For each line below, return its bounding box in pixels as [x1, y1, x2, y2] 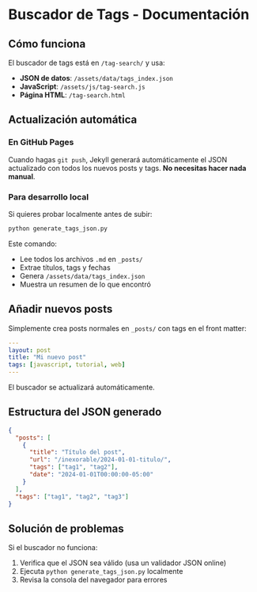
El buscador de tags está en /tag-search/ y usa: [8, 58, 165, 67]
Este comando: [8, 239, 58, 249]
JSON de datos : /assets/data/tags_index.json [19, 74, 174, 82]
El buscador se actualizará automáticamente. [8, 382, 156, 393]
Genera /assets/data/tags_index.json [19, 271, 146, 280]
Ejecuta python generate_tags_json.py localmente [19, 567, 183, 576]
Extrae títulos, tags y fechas [19, 263, 111, 272]
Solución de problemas [8, 522, 124, 535]
